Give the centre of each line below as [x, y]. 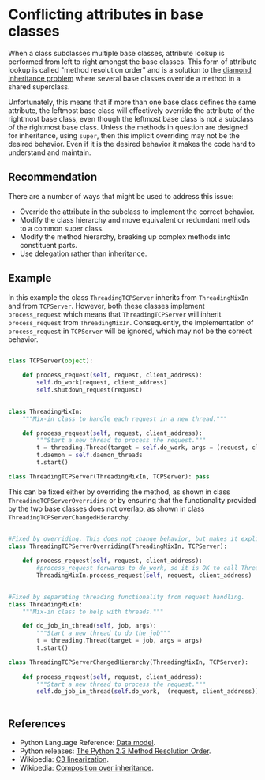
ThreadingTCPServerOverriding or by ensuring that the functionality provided [132, 500]
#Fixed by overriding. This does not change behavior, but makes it [123, 538]
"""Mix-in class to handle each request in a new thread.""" [125, 419]
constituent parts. [48, 245]
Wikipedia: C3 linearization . [64, 759]
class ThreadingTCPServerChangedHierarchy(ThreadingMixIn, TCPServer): [128, 662]
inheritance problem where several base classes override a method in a [124, 78]
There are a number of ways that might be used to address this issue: [121, 196]
